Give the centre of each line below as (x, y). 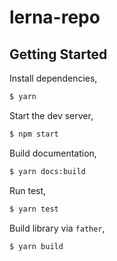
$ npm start (34, 134)
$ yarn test (34, 209)
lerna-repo (55, 17)
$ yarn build (36, 246)
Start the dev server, (51, 115)
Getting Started (58, 54)
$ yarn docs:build (47, 171)
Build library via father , (57, 228)
